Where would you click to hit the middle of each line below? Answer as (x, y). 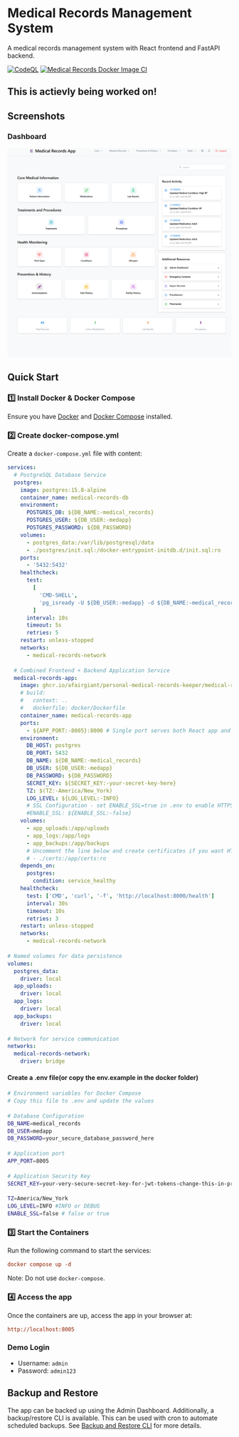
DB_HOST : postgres (53, 746)
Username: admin (43, 1363)
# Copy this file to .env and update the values (81, 1101)
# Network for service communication (63, 1039)
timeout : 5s (44, 625)
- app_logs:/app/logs (58, 835)
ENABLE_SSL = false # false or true (59, 1214)
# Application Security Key (49, 1176)
